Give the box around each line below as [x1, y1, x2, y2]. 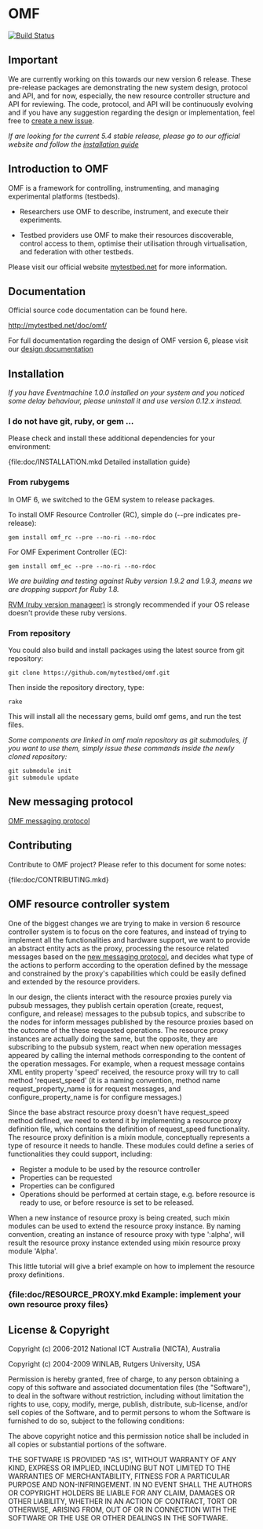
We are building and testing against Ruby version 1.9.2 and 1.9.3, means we [8, 576, 253, 586]
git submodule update [8, 774, 79, 782]
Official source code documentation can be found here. [8, 305, 188, 315]
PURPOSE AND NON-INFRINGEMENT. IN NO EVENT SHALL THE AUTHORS [8, 1480, 253, 1490]
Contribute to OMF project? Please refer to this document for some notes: [8, 859, 247, 869]
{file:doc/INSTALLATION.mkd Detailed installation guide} [8, 457, 191, 467]
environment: [8, 442, 51, 451]
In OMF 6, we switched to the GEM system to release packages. [8, 494, 215, 504]
